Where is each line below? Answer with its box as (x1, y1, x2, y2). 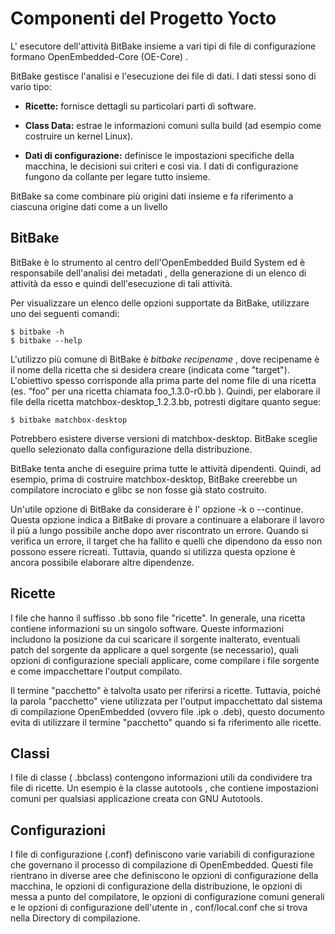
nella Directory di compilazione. (10, 912, 141, 924)
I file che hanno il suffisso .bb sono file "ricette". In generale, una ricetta (10, 612, 306, 624)
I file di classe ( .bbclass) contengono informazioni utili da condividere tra (10, 772, 313, 784)
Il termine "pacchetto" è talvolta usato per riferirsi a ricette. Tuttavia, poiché (10, 684, 322, 696)
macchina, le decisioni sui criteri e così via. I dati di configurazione (24, 160, 299, 172)
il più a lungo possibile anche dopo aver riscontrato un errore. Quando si (10, 524, 309, 536)
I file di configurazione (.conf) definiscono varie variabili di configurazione (10, 848, 315, 861)
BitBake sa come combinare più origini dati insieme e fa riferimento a (10, 190, 294, 202)
